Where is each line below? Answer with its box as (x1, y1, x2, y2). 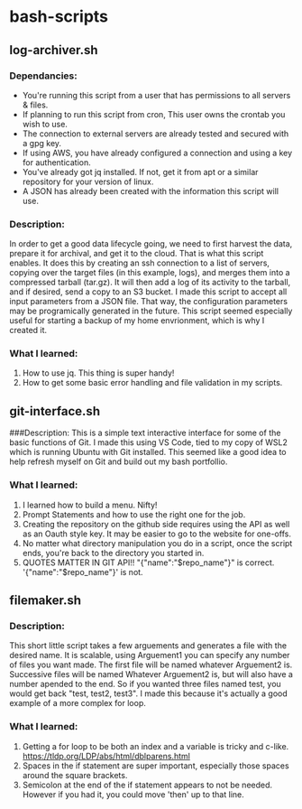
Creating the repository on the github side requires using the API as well (22, 518, 290, 529)
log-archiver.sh (9, 42, 98, 58)
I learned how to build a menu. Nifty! (22, 499, 158, 510)
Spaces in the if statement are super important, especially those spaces (22, 760, 290, 771)
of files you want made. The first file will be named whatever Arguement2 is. (9, 659, 293, 670)
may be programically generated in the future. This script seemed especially (9, 305, 293, 317)
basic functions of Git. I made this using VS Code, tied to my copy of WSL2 (9, 437, 288, 448)
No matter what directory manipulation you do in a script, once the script (22, 537, 293, 548)
